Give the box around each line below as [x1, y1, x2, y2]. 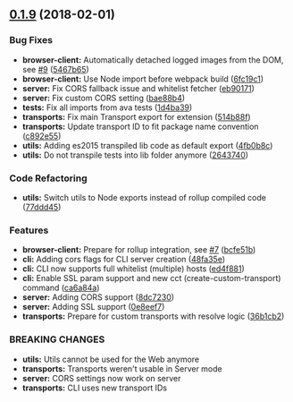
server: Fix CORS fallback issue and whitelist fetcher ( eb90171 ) [21, 82, 255, 93]
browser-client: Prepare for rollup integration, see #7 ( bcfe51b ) [21, 244, 256, 255]
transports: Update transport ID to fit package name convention [21, 121, 259, 132]
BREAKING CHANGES [9, 333, 105, 346]
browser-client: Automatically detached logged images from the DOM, [21, 54, 284, 65]
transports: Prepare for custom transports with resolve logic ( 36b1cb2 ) [21, 311, 285, 321]
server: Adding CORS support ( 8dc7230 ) [21, 292, 175, 303]
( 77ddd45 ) [21, 201, 62, 212]
